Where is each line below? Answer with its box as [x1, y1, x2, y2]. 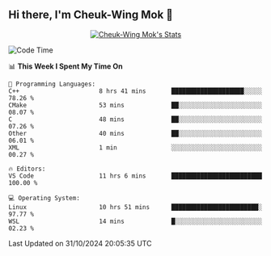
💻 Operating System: [8, 194, 81, 202]
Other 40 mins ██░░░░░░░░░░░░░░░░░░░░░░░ [8, 129, 263, 137]
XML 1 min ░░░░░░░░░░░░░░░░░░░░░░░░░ [8, 143, 263, 152]
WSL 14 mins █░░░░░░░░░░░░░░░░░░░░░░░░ [8, 217, 263, 225]
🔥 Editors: [8, 165, 46, 173]
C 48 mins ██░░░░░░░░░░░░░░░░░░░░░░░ [8, 115, 263, 124]
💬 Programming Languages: [8, 80, 95, 88]
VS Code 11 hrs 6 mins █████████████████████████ [8, 171, 263, 180]
